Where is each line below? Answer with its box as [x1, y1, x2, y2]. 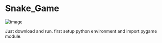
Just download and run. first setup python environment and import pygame [5, 28, 157, 34]
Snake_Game [5, 3, 60, 14]
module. [5, 33, 22, 39]
